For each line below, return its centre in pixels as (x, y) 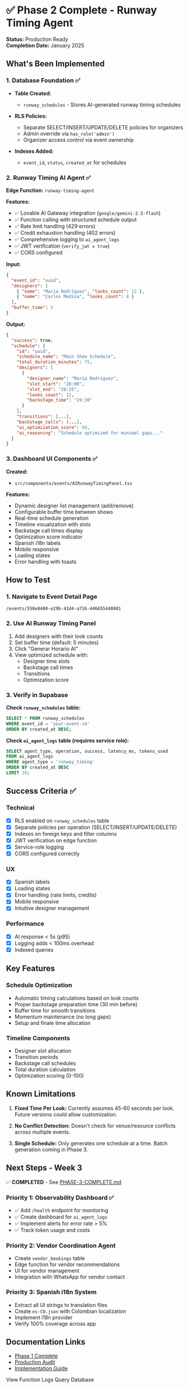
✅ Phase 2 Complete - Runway (82, 10)
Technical (20, 808)
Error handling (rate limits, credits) (56, 895)
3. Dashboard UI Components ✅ (52, 459)
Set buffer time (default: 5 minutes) (57, 642)
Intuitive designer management (52, 908)
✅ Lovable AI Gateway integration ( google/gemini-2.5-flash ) (87, 213)
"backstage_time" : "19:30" (60, 400)
